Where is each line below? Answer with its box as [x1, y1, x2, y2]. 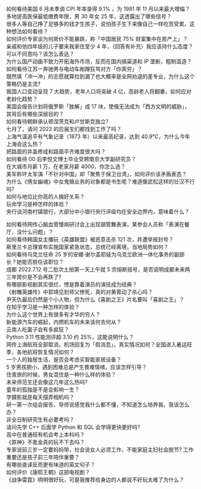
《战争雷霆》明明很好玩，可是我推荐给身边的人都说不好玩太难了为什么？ [6, 476, 184, 483]
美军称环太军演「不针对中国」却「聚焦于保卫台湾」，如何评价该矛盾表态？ [6, 171, 187, 177]
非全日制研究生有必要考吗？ [6, 416, 75, 423]
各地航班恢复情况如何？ [16, 348, 75, 356]
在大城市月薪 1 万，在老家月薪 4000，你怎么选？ [6, 163, 126, 170]
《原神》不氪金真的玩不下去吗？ [6, 439, 85, 446]
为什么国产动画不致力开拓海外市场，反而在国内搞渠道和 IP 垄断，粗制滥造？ [6, 58, 193, 65]
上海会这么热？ [6, 141, 43, 147]
